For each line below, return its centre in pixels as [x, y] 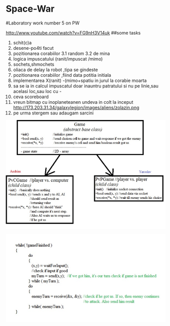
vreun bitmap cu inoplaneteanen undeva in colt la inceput [73, 102]
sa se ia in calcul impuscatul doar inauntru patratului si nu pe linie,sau [86, 86]
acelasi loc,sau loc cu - [37, 91]
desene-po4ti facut [33, 48]
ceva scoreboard [31, 97]
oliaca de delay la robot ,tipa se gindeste [56, 70]
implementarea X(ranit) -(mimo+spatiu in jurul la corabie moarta [80, 80]
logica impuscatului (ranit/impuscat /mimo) [58, 58]
